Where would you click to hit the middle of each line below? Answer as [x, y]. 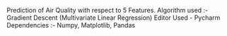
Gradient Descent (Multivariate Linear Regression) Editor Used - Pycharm [113, 18]
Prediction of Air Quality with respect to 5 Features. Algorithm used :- [107, 10]
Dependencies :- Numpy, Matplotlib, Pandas [71, 25]
